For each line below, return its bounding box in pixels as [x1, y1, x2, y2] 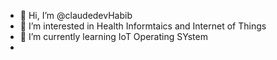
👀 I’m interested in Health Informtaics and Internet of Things [19, 20, 267, 32]
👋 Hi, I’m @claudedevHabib [19, 10, 133, 21]
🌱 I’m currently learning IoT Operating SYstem [19, 31, 208, 42]
